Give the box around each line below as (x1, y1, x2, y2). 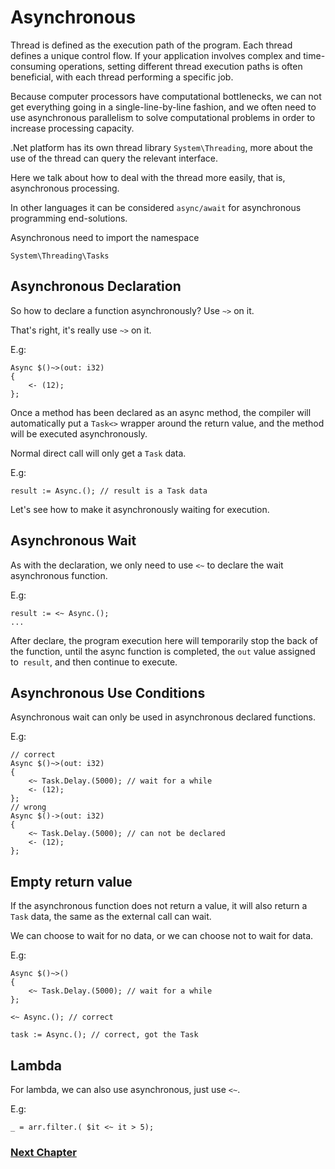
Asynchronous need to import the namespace (10, 231, 200, 243)
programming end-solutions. (10, 212, 128, 224)
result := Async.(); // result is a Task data (10, 486, 208, 496)
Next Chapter (10, 1145, 77, 1159)
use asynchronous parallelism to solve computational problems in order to (10, 111, 316, 123)
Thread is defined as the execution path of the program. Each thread (10, 39, 293, 51)
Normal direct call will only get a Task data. (10, 447, 187, 459)
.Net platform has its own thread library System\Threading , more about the (10, 141, 313, 153)
